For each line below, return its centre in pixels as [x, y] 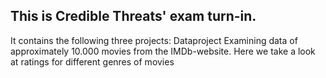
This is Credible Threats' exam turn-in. [133, 16]
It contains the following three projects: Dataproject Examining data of [154, 40]
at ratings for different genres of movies [92, 61]
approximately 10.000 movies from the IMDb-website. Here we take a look [163, 51]
